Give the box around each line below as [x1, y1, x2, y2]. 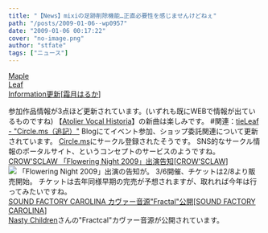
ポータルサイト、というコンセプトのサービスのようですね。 [22, 146, 220, 156]
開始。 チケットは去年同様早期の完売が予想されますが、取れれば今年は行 [14, 177, 258, 186]
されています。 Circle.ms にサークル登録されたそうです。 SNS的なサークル [8, 137, 254, 145]
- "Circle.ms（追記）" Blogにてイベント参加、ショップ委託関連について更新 [8, 126, 259, 136]
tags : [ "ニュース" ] [8, 49, 68, 57]
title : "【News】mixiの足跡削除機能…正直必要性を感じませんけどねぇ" [8, 11, 217, 20]
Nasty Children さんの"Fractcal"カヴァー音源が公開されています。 [8, 215, 224, 225]
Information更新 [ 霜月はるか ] [8, 89, 101, 99]
